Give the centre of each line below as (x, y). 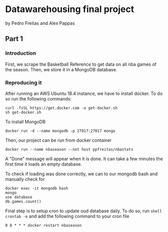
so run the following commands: (38, 98)
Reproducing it (24, 82)
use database (19, 197)
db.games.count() (23, 201)
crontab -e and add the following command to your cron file (67, 216)
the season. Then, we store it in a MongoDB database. (61, 69)
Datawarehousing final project (70, 9)
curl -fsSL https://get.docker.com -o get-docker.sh (61, 108)
